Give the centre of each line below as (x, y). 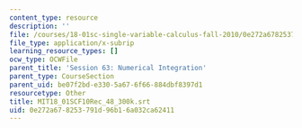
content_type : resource (54, 18)
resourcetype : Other (48, 93)
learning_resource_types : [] (64, 51)
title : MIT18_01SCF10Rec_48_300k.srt (80, 101)
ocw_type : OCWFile (44, 59)
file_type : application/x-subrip (72, 43)
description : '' (40, 26)
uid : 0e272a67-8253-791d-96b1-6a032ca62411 (92, 110)
